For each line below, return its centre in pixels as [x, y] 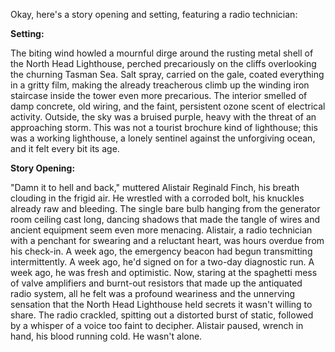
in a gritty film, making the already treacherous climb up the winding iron [160, 85]
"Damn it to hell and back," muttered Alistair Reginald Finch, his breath [155, 187]
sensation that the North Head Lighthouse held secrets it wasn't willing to [161, 304]
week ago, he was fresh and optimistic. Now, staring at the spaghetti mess [164, 272]
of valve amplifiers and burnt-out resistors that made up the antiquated [156, 283]
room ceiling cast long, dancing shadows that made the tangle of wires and [165, 219]
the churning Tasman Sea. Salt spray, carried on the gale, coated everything [167, 74]
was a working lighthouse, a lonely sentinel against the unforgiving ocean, [163, 138]
